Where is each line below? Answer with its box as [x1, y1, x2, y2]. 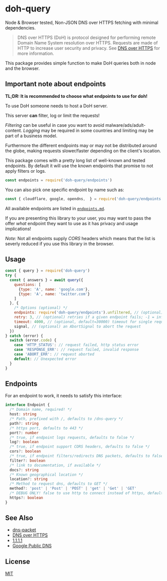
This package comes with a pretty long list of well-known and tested [5, 157, 146, 163]
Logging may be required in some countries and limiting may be [23, 127, 154, 133]
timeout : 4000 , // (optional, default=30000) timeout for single [14, 319, 153, 324]
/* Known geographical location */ [9, 472, 83, 477]
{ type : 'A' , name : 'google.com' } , [18, 287, 90, 292]
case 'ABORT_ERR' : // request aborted [14, 352, 94, 357]
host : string [9, 412, 37, 417]
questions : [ [14, 282, 41, 287]
